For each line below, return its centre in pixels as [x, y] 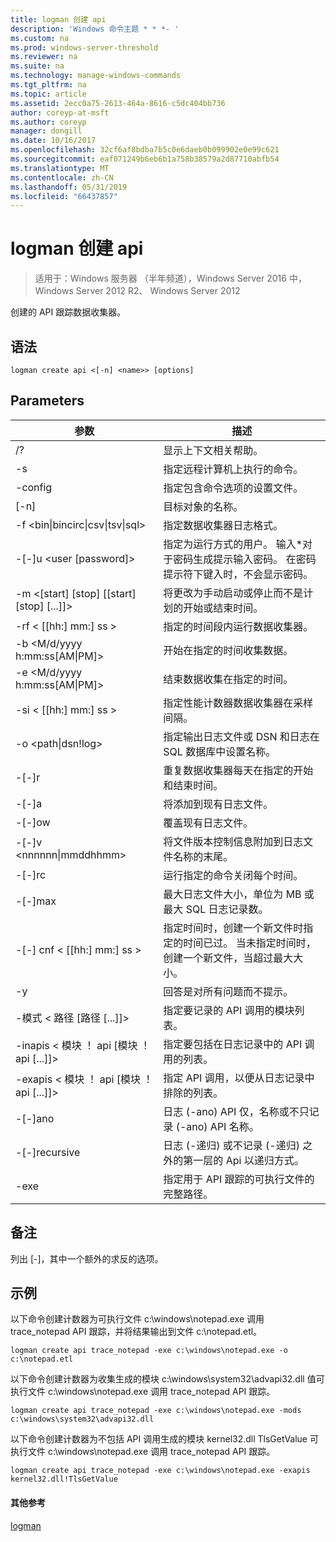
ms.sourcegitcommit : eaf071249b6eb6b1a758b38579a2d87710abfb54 [145, 159]
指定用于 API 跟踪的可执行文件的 [239, 1179]
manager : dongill [46, 131]
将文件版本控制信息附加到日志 [233, 841]
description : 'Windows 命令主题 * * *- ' [95, 29]
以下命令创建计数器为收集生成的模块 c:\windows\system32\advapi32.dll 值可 [167, 1379]
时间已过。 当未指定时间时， [250, 943]
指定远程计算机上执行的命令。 [233, 469]
